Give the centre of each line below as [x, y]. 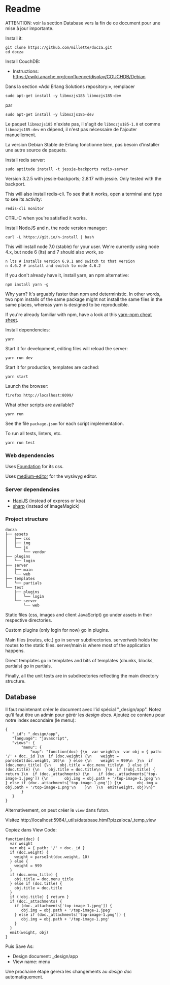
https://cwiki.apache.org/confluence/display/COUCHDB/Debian [79, 76]
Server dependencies [32, 489]
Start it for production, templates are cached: [52, 367]
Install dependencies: [28, 330]
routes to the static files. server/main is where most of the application [78, 645]
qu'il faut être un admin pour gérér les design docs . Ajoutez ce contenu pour [85, 715]
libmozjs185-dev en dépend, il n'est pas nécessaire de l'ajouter [71, 129]
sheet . [12, 320]
